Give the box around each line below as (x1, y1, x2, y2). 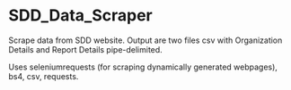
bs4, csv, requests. (8, 70, 79, 81)
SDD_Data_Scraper (8, 5, 154, 26)
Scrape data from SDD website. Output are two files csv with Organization (8, 35, 283, 45)
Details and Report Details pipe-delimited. (8, 44, 163, 54)
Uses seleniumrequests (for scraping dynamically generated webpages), (8, 61, 278, 72)
